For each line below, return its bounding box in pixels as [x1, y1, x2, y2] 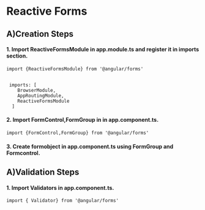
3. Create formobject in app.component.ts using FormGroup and [6, 143, 174, 150]
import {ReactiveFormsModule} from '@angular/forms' [6, 66, 144, 72]
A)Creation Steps [6, 29, 74, 39]
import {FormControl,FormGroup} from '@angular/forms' [6, 130, 149, 136]
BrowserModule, [17, 87, 56, 93]
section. [6, 52, 28, 59]
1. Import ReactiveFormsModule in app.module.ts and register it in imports [6, 46, 199, 53]
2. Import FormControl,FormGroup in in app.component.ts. [6, 116, 159, 124]
